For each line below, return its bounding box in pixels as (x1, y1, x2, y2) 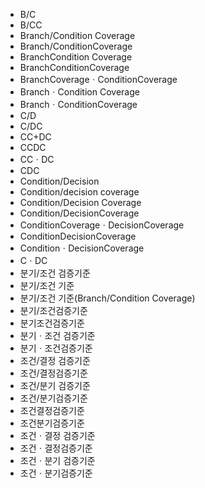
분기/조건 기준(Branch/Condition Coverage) (19, 292, 196, 304)
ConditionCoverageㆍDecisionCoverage (19, 219, 185, 231)
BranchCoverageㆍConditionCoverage (19, 74, 178, 85)
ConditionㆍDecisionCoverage (19, 242, 145, 254)
